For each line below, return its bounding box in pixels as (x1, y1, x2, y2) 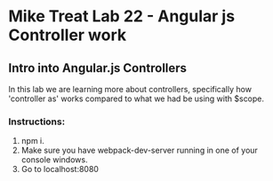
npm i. (20, 136, 45, 146)
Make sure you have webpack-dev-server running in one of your (20, 145, 259, 156)
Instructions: (8, 115, 66, 128)
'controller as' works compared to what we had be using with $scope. (8, 93, 264, 104)
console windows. (20, 154, 88, 165)
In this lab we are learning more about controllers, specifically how (8, 84, 253, 94)
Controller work (8, 25, 127, 45)
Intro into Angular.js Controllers (8, 60, 188, 75)
